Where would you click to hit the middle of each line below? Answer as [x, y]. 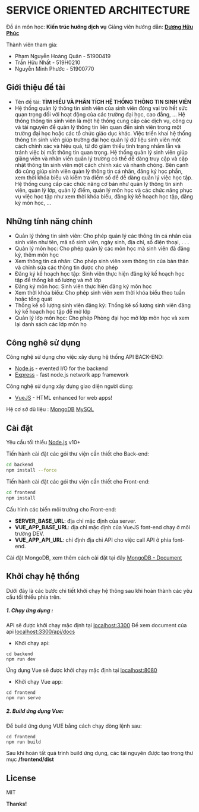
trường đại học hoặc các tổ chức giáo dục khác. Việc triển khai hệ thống [103, 133]
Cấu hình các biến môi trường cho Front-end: [61, 509]
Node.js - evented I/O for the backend [61, 368]
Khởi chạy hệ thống [43, 576]
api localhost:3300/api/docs [41, 632]
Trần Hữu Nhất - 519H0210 [48, 62]
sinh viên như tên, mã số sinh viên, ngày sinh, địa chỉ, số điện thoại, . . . [102, 242]
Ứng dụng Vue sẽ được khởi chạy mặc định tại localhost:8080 [82, 670]
